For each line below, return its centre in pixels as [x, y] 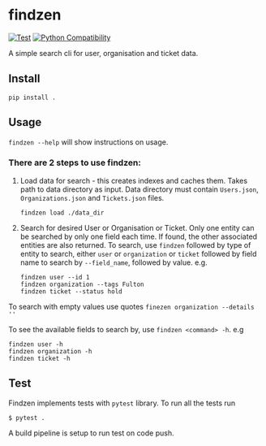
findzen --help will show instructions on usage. [88, 142]
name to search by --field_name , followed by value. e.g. [114, 262]
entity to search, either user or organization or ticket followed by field [138, 253]
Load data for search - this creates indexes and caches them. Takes [134, 180]
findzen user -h [36, 344]
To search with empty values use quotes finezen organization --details [131, 306]
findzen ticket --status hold [71, 291]
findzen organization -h [50, 351]
